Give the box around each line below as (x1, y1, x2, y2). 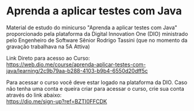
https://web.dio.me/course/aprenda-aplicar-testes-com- (6, 61, 146, 68)
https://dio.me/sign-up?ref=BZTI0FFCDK (6, 97, 107, 105)
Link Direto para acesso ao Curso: (6, 54, 90, 61)
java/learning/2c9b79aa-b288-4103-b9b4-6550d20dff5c (6, 67, 148, 74)
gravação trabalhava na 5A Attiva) (6, 43, 90, 50)
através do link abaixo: (6, 91, 62, 98)
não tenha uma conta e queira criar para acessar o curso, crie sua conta (6, 85, 184, 92)
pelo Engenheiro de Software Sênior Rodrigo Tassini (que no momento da (6, 36, 187, 44)
